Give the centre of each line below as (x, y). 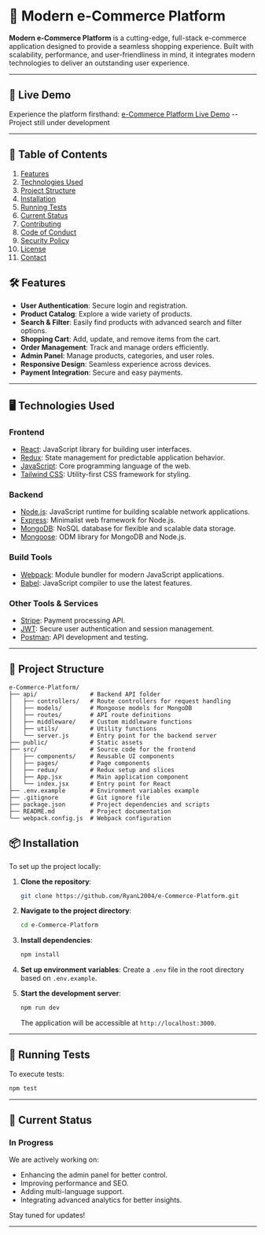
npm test (23, 1088)
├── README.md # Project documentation (90, 811)
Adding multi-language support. (72, 1192)
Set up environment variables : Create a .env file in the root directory (132, 970)
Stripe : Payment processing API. (73, 620)
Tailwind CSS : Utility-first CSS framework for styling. (105, 475)
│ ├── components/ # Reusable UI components (92, 756)
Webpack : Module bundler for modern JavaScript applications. (122, 575)
